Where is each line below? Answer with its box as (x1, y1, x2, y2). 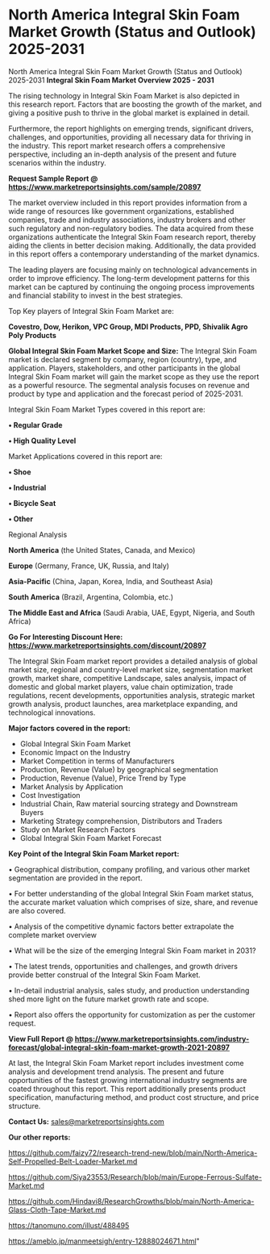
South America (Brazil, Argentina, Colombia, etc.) (8, 591, 174, 602)
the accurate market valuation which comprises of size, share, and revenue (8, 897, 259, 907)
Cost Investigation (19, 790, 81, 800)
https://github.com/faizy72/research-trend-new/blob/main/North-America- (8, 1147, 258, 1157)
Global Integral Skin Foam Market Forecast (19, 833, 162, 842)
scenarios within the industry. (8, 157, 106, 167)
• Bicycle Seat (8, 498, 56, 508)
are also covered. (8, 905, 66, 915)
